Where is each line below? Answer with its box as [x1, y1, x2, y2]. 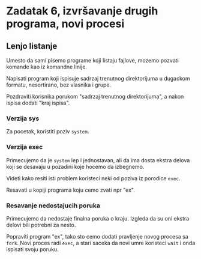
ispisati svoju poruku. [6, 245, 59, 253]
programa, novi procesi [6, 17, 125, 31]
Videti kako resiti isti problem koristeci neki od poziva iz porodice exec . [6, 174, 181, 181]
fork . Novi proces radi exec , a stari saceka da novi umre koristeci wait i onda [6, 239, 196, 246]
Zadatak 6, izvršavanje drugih [6, 4, 158, 18]
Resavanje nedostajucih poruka [6, 201, 100, 210]
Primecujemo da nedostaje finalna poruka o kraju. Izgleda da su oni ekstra [6, 215, 190, 222]
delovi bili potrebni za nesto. [6, 221, 76, 228]
